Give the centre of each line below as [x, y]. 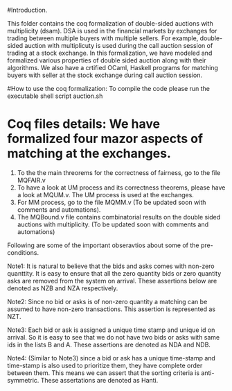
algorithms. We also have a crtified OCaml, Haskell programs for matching [113, 68]
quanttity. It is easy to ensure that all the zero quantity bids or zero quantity [114, 273]
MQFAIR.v [32, 180]
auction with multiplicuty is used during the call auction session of [119, 45]
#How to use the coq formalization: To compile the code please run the [108, 89]
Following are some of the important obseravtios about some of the [103, 245]
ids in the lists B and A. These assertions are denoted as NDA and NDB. [109, 344]
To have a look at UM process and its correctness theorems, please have [121, 188]
